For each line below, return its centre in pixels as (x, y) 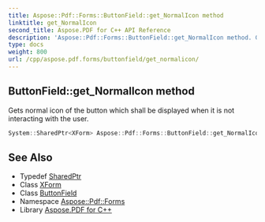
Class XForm (40, 185)
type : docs (26, 45)
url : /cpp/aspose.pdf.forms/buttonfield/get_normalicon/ (104, 60)
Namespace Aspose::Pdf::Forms (72, 202)
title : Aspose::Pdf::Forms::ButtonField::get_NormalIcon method (116, 15)
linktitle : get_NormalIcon (52, 23)
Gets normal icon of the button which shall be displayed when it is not (121, 110)
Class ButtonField (48, 193)
